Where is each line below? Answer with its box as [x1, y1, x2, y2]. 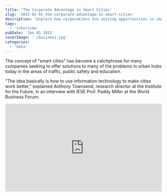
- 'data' [9, 44, 28, 49]
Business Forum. [5, 94, 40, 100]
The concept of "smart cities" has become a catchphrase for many [5, 58, 142, 64]
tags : [5, 21, 16, 26]
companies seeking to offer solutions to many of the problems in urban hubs [5, 63, 162, 69]
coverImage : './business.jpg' [5, 35, 68, 40]
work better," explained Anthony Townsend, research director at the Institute [5, 83, 162, 89]
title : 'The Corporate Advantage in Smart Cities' [5, 7, 112, 12]
